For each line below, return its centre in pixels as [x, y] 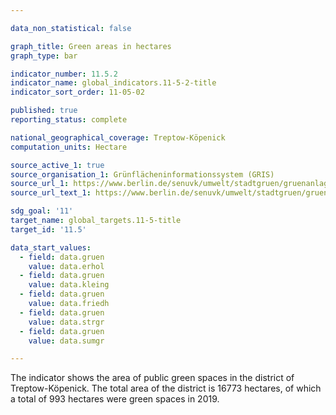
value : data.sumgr [66, 341]
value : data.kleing [69, 285]
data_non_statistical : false [71, 28]
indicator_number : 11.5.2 [64, 74]
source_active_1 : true [57, 165]
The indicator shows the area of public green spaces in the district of [152, 378]
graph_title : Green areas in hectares [91, 46]
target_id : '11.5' [48, 229]
